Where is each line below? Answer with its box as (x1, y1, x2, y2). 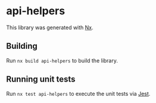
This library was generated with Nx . (6, 24, 93, 31)
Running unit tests (6, 74, 76, 85)
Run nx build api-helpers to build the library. (6, 57, 118, 64)
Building (6, 41, 38, 51)
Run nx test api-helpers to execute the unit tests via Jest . (6, 90, 151, 97)
